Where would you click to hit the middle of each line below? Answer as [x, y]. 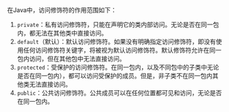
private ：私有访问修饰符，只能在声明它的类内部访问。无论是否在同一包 [118, 25]
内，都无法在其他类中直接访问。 [62, 33]
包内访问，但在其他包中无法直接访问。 [71, 59]
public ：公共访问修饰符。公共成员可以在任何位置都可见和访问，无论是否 [119, 93]
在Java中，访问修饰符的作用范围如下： [62, 10]
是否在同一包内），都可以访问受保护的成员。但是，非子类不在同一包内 [114, 76]
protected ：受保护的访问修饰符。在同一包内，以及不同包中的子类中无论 [118, 67]
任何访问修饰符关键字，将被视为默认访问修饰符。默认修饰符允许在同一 [122, 50]
